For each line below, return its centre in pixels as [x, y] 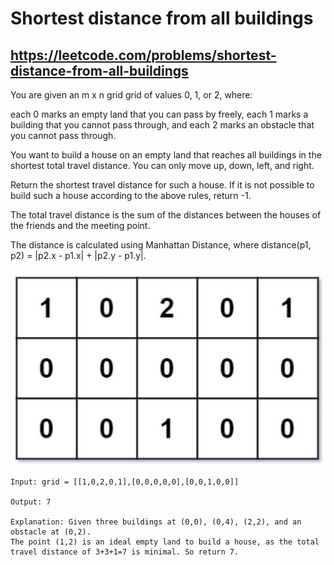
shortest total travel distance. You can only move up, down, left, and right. [162, 165]
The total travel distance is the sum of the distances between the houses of [166, 215]
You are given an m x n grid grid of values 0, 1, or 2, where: [131, 95]
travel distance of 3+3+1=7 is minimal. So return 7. [125, 552]
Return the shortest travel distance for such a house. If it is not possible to [162, 185]
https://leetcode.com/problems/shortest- [143, 55]
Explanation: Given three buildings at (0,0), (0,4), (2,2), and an [156, 522]
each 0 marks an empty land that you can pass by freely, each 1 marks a [159, 114]
